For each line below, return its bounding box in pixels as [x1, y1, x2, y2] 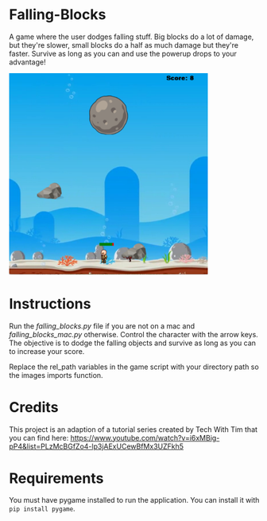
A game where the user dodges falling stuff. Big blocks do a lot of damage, [9, 32, 254, 41]
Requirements [9, 469, 104, 487]
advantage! [9, 57, 46, 67]
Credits [9, 398, 59, 416]
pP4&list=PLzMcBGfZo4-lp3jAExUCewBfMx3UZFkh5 [9, 441, 184, 451]
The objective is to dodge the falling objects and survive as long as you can [9, 338, 257, 348]
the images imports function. [9, 370, 103, 379]
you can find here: [9, 433, 69, 442]
